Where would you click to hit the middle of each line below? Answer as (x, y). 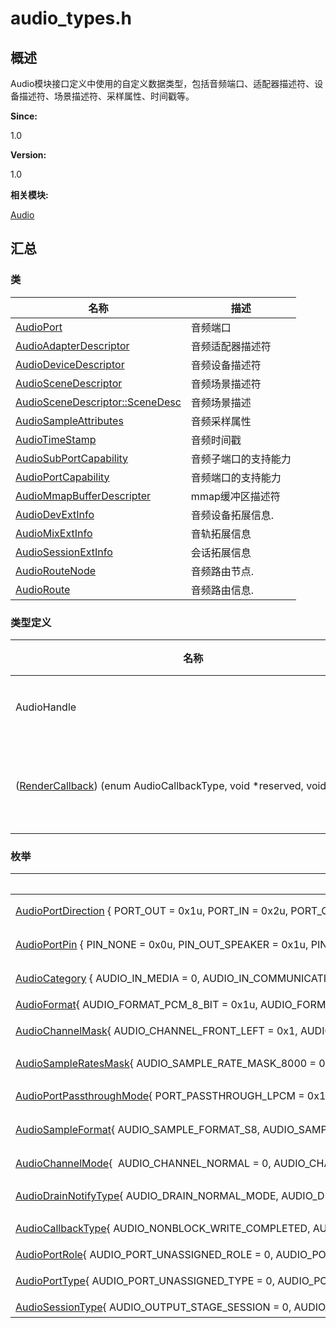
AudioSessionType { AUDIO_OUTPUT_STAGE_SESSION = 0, (153, 1307)
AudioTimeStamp (56, 439)
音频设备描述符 (226, 365)
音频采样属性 (221, 421)
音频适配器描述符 (231, 346)
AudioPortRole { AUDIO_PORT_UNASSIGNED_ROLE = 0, (144, 1255)
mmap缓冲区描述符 (235, 496)
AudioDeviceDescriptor (70, 364)
